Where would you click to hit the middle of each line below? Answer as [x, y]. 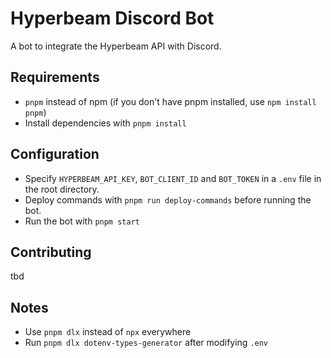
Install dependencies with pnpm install [105, 123]
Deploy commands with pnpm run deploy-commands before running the [168, 199]
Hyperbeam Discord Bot [112, 18]
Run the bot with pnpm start [82, 221]
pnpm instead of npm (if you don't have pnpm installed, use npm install [170, 101]
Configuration [55, 154]
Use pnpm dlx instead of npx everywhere [108, 332]
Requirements [55, 77]
